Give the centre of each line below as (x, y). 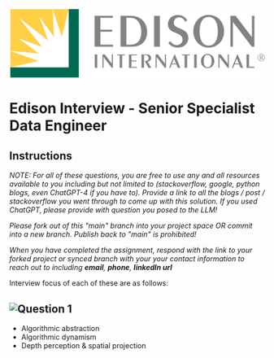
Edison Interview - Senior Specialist (132, 109)
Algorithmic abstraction (60, 329)
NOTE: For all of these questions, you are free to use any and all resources (135, 176)
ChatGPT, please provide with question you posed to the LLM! (113, 210)
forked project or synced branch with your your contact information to (127, 259)
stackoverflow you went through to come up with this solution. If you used (134, 201)
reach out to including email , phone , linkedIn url (91, 268)
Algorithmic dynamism (59, 337)
